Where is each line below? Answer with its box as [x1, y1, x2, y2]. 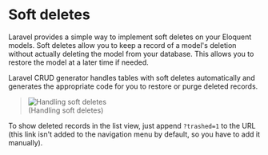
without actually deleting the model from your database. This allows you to [8, 49, 254, 58]
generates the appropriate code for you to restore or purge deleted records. [8, 81, 258, 91]
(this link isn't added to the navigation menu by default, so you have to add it [8, 129, 260, 139]
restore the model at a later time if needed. [8, 58, 150, 67]
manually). [8, 137, 43, 147]
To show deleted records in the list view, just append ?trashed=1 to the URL [8, 121, 256, 130]
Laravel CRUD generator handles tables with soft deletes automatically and [8, 73, 255, 82]
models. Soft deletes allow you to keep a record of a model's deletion [8, 40, 237, 50]
